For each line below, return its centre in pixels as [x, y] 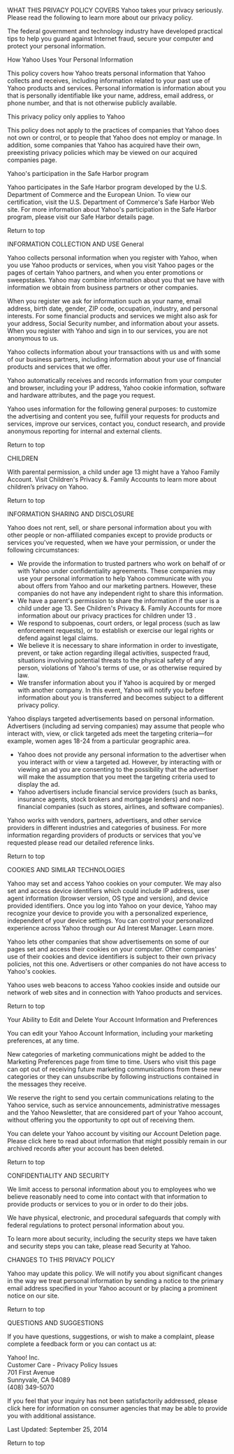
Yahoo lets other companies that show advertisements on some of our [108, 942]
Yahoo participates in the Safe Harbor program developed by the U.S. [107, 187]
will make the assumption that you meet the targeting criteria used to [116, 777]
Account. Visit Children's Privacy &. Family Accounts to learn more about [112, 479]
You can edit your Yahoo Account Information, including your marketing [110, 1033]
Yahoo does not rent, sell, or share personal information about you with [109, 528]
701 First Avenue [31, 1372]
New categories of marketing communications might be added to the [107, 1054]
